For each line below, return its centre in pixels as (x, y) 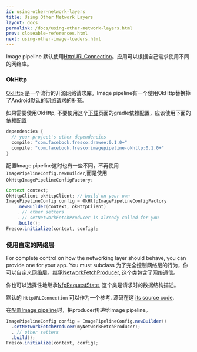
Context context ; (27, 190)
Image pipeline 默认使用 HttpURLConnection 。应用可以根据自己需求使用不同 (98, 56)
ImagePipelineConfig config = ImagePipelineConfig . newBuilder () (86, 321)
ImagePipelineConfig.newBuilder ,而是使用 (57, 173)
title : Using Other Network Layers (50, 17)
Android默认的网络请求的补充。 (49, 100)
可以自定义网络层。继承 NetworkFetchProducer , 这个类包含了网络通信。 (92, 272)
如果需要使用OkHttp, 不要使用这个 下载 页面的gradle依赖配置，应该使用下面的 (98, 113)
